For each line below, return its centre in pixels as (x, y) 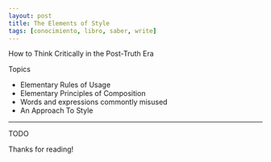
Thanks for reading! (41, 149)
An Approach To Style (56, 110)
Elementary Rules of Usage (65, 85)
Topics (19, 69)
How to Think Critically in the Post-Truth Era (81, 54)
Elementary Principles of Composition (83, 93)
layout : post (30, 16)
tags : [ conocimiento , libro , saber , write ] (83, 31)
